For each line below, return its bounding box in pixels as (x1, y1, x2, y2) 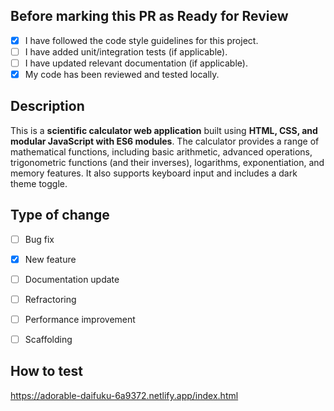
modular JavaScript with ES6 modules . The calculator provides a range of (10, 135, 320, 147)
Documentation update (24, 273, 120, 285)
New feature (24, 253, 77, 265)
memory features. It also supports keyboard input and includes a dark (10, 167, 298, 179)
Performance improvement (24, 313, 136, 325)
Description (10, 98, 85, 115)
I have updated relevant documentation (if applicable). (24, 57, 248, 69)
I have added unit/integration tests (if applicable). (24, 45, 228, 58)
